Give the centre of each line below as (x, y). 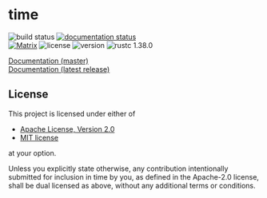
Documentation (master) (49, 61)
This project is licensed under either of (72, 113)
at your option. (32, 152)
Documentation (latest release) (59, 69)
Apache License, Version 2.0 (67, 129)
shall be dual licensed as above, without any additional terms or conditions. (132, 185)
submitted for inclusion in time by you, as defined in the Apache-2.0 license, (134, 176)
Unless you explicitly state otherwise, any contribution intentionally (118, 168)
